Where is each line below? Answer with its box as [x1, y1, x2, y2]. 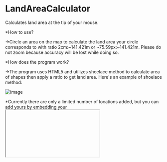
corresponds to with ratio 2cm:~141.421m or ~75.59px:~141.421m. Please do [5, 44, 162, 50]
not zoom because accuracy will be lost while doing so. [5, 49, 119, 55]
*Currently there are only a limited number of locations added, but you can [5, 98, 159, 105]
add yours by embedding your [5, 104, 67, 110]
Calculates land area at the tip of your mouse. [5, 19, 99, 25]
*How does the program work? [5, 59, 69, 65]
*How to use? [5, 29, 34, 35]
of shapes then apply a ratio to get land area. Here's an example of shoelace [5, 74, 162, 80]
